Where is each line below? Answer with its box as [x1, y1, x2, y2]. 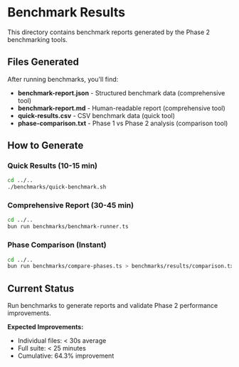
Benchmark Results [7, 4, 126, 21]
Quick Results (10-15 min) [7, 161, 98, 171]
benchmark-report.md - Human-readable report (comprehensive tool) [17, 104, 225, 112]
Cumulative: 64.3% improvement [17, 351, 115, 360]
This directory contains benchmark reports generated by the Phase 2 [7, 28, 211, 36]
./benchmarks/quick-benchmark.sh [7, 183, 107, 191]
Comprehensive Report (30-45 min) [7, 201, 134, 211]
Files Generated [7, 56, 80, 68]
